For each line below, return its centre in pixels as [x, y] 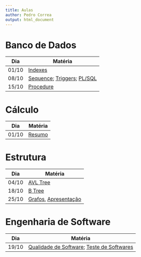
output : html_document [30, 20]
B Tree [36, 191]
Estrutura [26, 158]
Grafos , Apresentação [55, 199]
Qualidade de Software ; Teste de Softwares [81, 247]
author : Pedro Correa [29, 15]
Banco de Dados [41, 45]
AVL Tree [39, 182]
